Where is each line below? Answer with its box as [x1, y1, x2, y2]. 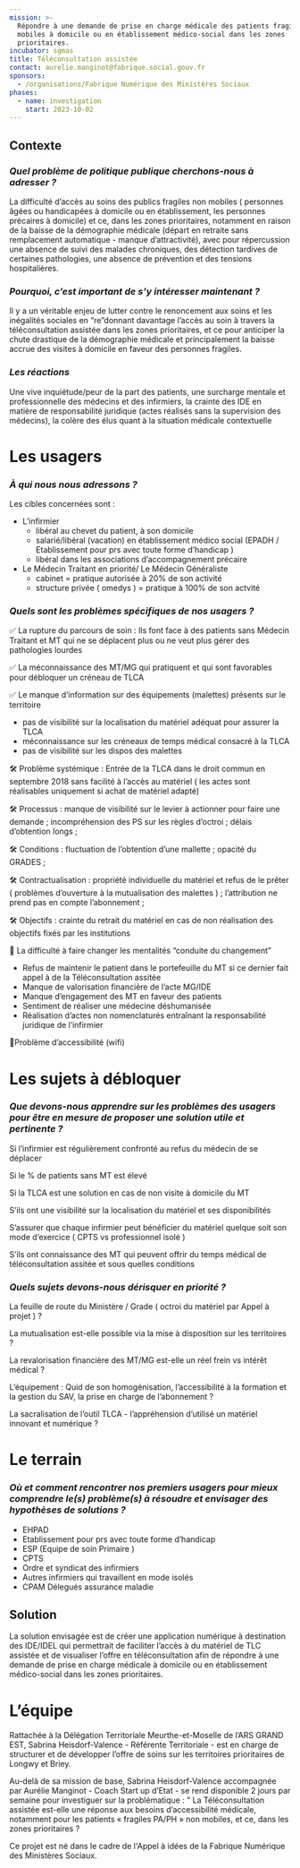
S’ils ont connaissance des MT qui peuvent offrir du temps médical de [9, 1248, 267, 1259]
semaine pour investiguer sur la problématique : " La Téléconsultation [9, 1795, 265, 1805]
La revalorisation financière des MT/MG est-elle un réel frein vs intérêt [9, 1355, 268, 1366]
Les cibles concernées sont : [9, 499, 116, 510]
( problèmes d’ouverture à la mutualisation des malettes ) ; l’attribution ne [9, 887, 279, 898]
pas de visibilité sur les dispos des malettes [21, 745, 183, 757]
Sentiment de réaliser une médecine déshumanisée [21, 1000, 212, 1012]
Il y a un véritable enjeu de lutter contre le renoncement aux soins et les [9, 305, 272, 316]
